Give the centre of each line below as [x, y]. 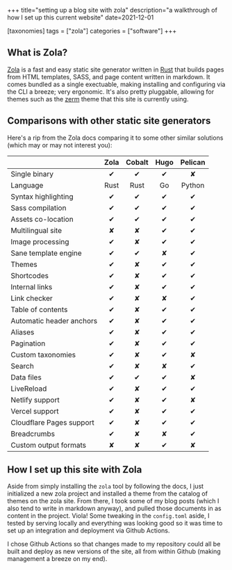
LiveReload [29, 389]
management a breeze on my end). [57, 559]
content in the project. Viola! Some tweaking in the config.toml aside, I [108, 516]
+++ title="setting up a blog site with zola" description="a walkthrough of [112, 10]
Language [27, 185]
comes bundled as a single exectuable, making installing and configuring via [116, 84]
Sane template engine [46, 253]
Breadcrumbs [33, 434]
